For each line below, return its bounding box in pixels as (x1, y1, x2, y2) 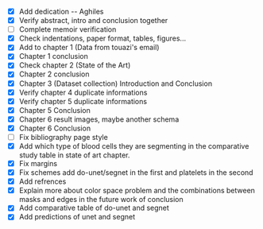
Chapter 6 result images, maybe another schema (18, 114, 180, 124)
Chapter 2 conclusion (18, 69, 90, 79)
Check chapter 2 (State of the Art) (18, 60, 131, 70)
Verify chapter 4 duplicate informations (18, 87, 148, 97)
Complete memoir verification (18, 25, 117, 34)
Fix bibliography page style (18, 132, 108, 142)
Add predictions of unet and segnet (18, 212, 136, 222)
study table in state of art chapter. (18, 150, 130, 160)
